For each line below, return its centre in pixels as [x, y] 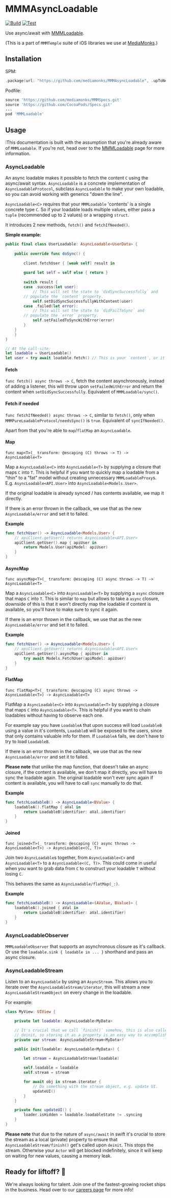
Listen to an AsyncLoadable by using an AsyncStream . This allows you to [79, 982]
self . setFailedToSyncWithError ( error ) [74, 320]
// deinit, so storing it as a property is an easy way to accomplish [91, 1035]
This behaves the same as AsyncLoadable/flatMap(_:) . [62, 884]
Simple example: [23, 235]
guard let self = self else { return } [66, 273]
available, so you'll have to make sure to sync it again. [62, 610]
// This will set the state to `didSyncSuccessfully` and [95, 292]
